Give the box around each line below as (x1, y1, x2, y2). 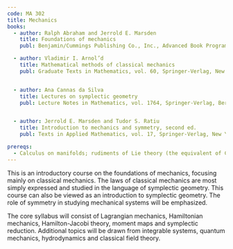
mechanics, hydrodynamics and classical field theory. (7, 234, 161, 242)
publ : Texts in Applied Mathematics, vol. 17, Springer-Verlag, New (19, 131, 222, 138)
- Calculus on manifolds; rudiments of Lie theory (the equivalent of (13, 150, 222, 157)
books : (7, 23, 26, 30)
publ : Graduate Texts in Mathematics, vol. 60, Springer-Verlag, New (19, 67, 225, 75)
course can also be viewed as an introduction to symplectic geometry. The (7, 191, 221, 199)
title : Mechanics (7, 17, 58, 24)
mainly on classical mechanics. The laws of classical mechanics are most (7, 176, 217, 184)
